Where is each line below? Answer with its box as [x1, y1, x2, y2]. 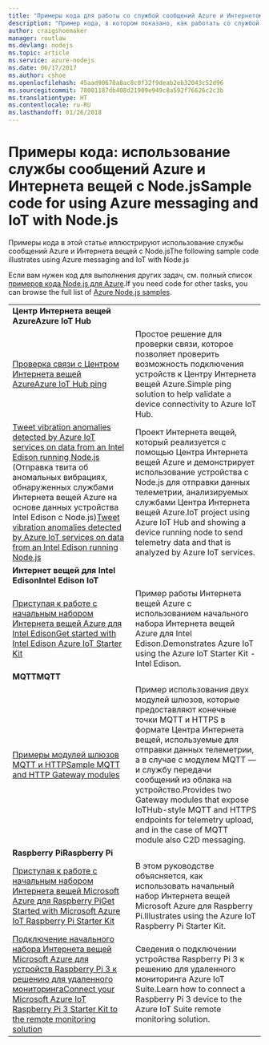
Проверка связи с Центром [12, 358, 120, 369]
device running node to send [134, 527, 243, 538]
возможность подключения [134, 358, 244, 369]
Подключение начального [12, 933, 114, 944]
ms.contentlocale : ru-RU [8, 101, 91, 109]
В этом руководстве [134, 860, 215, 871]
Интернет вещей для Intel [12, 564, 116, 575]
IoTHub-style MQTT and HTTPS [134, 804, 257, 815]
